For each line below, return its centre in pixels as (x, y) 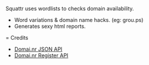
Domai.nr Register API (41, 55)
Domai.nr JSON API (38, 49)
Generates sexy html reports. (50, 26)
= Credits (17, 38)
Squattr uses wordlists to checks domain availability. (70, 9)
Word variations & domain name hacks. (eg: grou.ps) (79, 20)
